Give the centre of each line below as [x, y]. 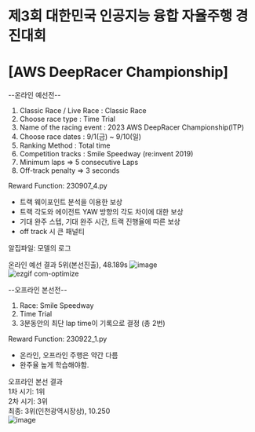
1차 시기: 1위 [27, 392]
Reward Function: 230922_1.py [58, 339]
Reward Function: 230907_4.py [58, 186]
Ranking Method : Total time [65, 145]
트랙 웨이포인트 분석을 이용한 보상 [71, 202]
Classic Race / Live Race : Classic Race [83, 111]
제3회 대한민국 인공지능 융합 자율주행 [120, 16]
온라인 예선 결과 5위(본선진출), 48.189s [68, 265]
